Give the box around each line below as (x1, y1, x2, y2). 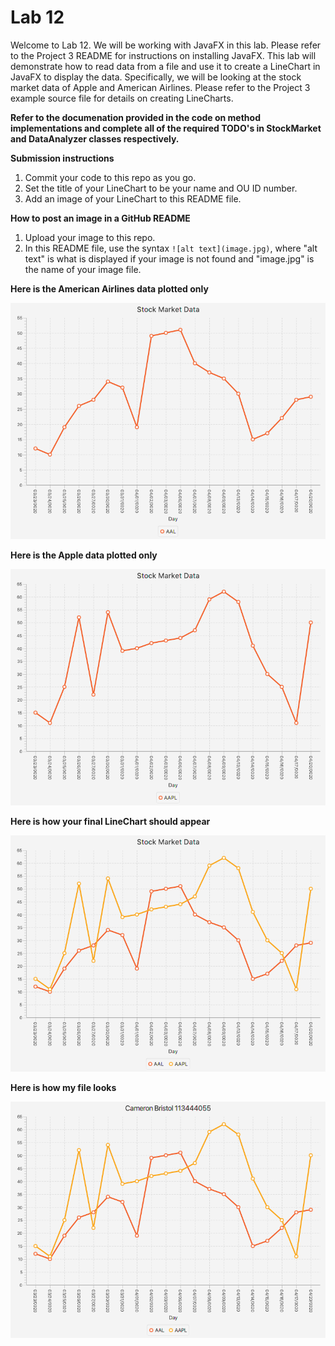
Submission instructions (10, 152, 115, 164)
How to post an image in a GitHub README (10, 212, 191, 224)
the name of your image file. (24, 263, 142, 275)
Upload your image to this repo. (24, 231, 156, 243)
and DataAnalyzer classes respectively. (10, 132, 180, 145)
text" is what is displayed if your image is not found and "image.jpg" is (24, 252, 315, 265)
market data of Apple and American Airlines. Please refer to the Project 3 (10, 81, 311, 93)
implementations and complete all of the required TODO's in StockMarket (10, 122, 322, 134)
